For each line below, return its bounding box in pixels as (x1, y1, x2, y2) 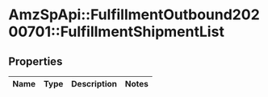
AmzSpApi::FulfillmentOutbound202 (8, 6, 260, 24)
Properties (8, 55, 63, 68)
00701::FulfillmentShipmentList (8, 22, 224, 41)
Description (71, 79, 117, 89)
